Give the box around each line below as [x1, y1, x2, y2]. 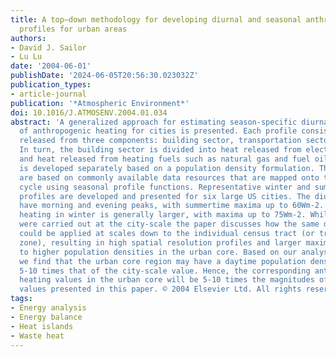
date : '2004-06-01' [10, 61, 92, 71]
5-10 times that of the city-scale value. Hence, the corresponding [19, 266, 311, 276]
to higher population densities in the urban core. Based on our [19, 247, 298, 257]
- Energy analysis [10, 303, 87, 313]
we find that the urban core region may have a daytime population [19, 256, 307, 266]
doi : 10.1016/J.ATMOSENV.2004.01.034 [10, 107, 168, 118]
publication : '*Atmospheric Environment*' [10, 98, 190, 108]
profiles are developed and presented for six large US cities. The [19, 191, 311, 201]
